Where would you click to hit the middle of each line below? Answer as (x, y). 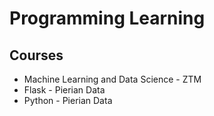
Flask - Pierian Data (64, 90)
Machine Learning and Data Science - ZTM (112, 79)
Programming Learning (107, 18)
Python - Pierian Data (68, 100)
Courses (36, 55)
